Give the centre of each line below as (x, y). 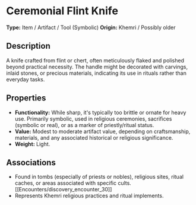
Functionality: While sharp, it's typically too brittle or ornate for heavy (100, 112)
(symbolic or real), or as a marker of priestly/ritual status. (84, 125)
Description (28, 46)
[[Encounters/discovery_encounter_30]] (63, 190)
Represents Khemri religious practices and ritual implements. (89, 196)
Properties (26, 98)
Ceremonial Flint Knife (62, 11)
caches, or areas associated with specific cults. (73, 183)
